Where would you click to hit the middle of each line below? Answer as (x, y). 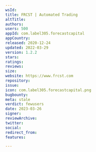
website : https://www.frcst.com (39, 76)
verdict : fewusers (25, 104)
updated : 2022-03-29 (27, 48)
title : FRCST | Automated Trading (42, 15)
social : (13, 128)
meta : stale (18, 99)
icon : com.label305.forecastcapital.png (49, 90)
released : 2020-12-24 (28, 43)
